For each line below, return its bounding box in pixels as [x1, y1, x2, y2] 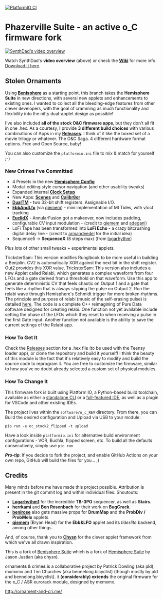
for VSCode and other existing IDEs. [5, 399, 77, 405]
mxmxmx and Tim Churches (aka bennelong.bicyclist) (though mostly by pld [5, 569, 158, 575]
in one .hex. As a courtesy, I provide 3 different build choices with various [5, 125, 154, 131]
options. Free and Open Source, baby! [5, 140, 81, 146]
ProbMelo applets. [12, 515, 50, 520]
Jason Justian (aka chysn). [5, 554, 59, 560]
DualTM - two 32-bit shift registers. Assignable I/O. [12, 200, 115, 205]
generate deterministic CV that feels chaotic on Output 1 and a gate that [5, 280, 149, 286]
